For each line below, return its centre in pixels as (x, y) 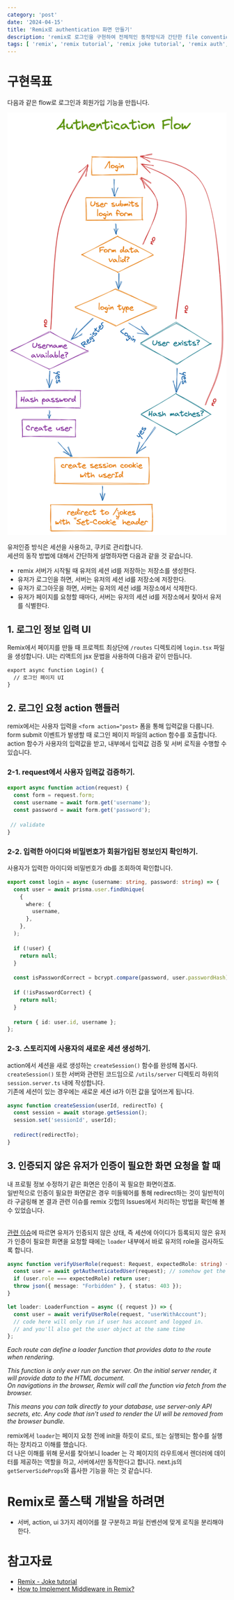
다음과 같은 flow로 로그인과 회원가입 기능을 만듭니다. (78, 103)
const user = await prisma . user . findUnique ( (79, 889)
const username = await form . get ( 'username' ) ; (82, 803)
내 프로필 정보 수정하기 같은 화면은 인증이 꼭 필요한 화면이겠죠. (92, 1184)
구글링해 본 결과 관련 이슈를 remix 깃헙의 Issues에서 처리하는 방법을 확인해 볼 (119, 1201)
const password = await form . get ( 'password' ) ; (82, 810)
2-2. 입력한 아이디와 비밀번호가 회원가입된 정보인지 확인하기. (103, 851)
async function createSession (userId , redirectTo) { (85, 1105)
